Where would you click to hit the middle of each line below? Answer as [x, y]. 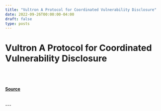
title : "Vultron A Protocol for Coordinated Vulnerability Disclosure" [81, 10]
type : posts [17, 24]
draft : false [19, 19]
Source [13, 89]
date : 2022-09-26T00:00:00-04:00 [40, 14]
